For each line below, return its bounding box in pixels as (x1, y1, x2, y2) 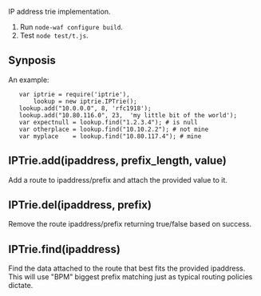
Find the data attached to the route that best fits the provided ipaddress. (8, 263, 246, 274)
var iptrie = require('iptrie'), (18, 90, 130, 98)
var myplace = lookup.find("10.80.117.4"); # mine (18, 132, 202, 140)
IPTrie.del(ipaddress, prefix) (8, 199, 152, 212)
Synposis (8, 53, 56, 67)
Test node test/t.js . (19, 31, 89, 40)
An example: (8, 75, 49, 85)
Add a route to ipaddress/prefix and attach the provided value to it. (8, 175, 227, 184)
